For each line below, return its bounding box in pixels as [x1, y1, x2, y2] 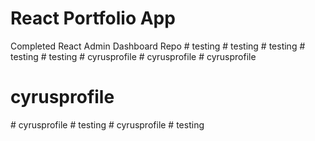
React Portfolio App [10, 7, 176, 30]
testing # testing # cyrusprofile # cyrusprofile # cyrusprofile [10, 50, 257, 62]
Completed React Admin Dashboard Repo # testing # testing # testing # [10, 40, 306, 52]
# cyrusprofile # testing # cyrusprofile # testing [10, 118, 205, 131]
